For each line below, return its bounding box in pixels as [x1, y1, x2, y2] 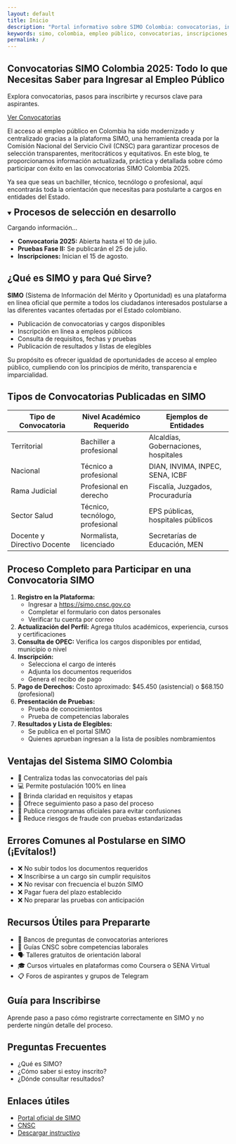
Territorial [11, 441, 44, 450]
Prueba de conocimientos [27, 705, 103, 713]
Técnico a [80, 461, 113, 471]
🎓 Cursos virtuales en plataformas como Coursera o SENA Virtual [17, 961, 210, 970]
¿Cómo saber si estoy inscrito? [17, 1067, 107, 1076]
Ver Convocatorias [7, 113, 61, 122]
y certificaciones [17, 630, 67, 639]
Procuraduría [148, 490, 192, 500]
